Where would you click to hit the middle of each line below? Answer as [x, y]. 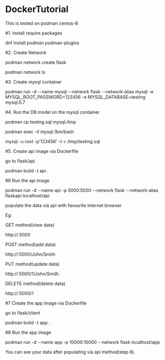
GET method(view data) [30, 225]
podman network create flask [36, 62]
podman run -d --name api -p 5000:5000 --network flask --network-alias [82, 190]
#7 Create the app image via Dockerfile [46, 303]
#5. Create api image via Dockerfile [42, 151]
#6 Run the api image [27, 181]
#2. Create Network [26, 52]
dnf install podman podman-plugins [42, 43]
